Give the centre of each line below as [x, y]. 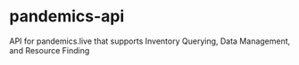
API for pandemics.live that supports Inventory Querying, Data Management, [150, 41]
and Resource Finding [50, 50]
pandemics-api [67, 16]
